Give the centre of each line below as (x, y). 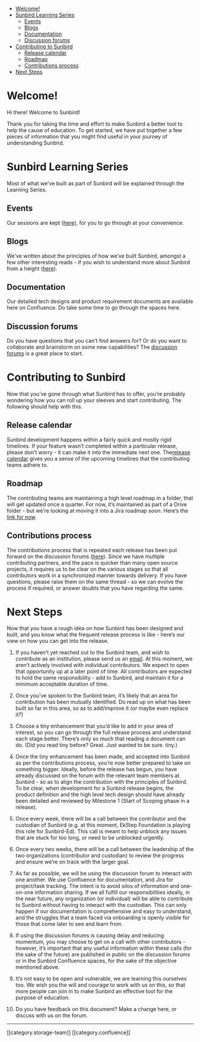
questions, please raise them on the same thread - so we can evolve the (95, 581)
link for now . (22, 517)
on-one (24, 893)
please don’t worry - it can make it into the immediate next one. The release (99, 452)
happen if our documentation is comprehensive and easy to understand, (104, 911)
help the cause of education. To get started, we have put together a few (95, 130)
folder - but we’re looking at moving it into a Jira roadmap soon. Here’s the (98, 511)
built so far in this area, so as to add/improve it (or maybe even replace (102, 708)
